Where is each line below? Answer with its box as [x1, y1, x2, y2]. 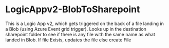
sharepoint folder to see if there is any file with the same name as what [5, 31, 156, 37]
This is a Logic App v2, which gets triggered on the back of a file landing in [5, 20, 164, 27]
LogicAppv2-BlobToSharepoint [5, 4, 140, 15]
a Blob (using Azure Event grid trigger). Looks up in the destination [5, 26, 146, 32]
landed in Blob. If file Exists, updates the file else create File [5, 37, 132, 43]
